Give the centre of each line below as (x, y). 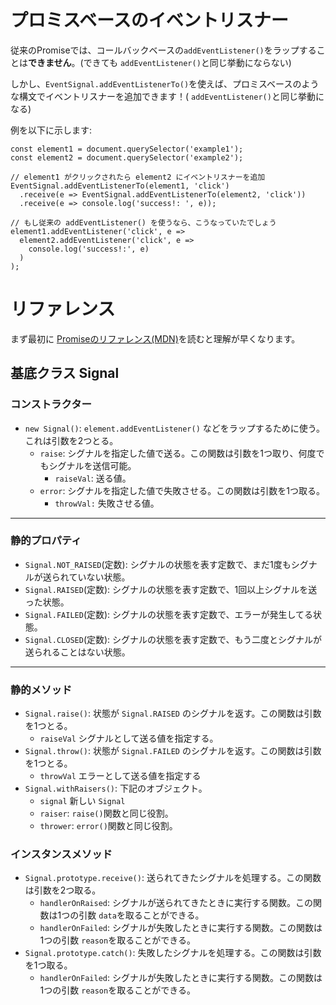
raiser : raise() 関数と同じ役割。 (106, 813)
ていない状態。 (99, 577)
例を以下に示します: (51, 130)
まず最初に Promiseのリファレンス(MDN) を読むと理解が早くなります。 (155, 338)
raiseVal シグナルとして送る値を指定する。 (129, 738)
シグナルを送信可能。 (92, 465)
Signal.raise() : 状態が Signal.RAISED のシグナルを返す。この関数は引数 (173, 713)
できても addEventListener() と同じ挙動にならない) (187, 62)
